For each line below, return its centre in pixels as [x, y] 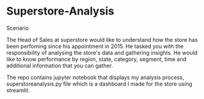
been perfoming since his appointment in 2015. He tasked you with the [95, 46]
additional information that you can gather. [60, 66]
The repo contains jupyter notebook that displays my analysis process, [95, 77]
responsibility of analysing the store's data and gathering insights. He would [102, 52]
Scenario [18, 28]
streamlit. [18, 90]
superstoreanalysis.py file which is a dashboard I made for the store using [99, 84]
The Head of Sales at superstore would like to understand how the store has [102, 39]
